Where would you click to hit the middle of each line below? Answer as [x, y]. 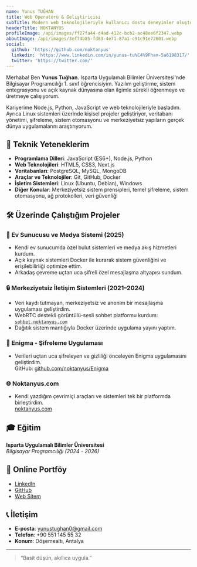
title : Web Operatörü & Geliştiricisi [53, 17]
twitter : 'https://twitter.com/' [52, 60]
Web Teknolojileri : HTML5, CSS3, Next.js [64, 165]
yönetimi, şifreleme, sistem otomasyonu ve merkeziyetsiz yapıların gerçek [95, 120]
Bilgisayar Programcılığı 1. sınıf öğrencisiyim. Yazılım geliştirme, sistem [91, 83]
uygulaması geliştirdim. [42, 309]
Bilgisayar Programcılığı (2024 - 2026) [53, 451]
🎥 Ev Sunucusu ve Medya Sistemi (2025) [65, 235]
